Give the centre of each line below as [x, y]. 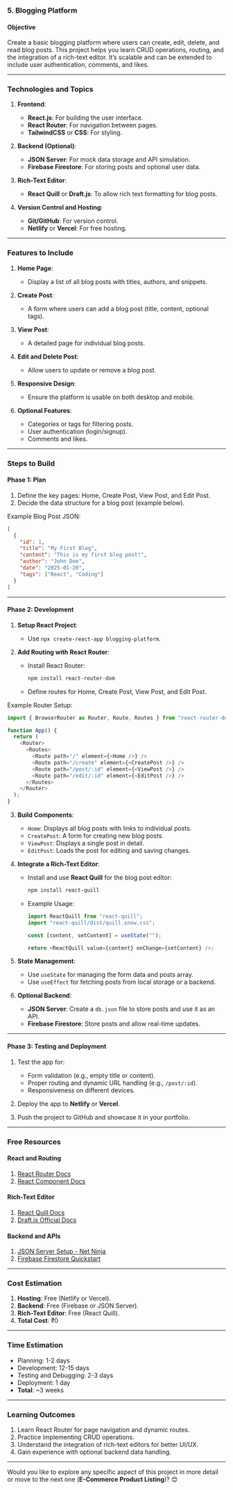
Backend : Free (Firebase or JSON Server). [78, 1306]
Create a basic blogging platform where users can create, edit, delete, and [113, 42]
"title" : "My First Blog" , [59, 549]
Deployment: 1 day [44, 1382]
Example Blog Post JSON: [44, 516]
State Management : [46, 961]
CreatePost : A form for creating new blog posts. [96, 836]
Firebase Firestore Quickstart [59, 1259]
